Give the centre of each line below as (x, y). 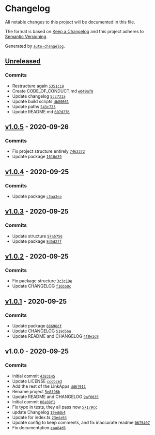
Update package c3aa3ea (37, 196)
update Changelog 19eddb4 (39, 412)
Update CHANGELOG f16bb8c (42, 286)
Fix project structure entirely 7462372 (48, 151)
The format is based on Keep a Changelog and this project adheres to (75, 31)
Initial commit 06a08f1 (34, 401)
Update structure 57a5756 (37, 236)
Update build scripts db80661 (40, 101)
